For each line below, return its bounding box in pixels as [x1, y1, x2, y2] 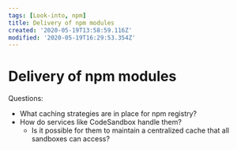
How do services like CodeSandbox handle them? [19, 118, 182, 127]
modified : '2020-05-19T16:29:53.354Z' [8, 33, 136, 42]
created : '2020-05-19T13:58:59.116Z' [8, 26, 133, 34]
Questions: [8, 94, 43, 103]
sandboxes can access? [31, 134, 111, 144]
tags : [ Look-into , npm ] [8, 11, 87, 20]
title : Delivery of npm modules [8, 19, 115, 27]
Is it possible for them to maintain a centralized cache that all [31, 126, 230, 135]
